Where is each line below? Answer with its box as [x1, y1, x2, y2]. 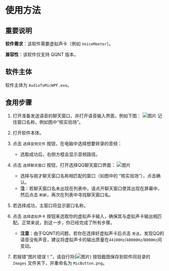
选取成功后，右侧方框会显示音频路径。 [20, 151, 100, 157]
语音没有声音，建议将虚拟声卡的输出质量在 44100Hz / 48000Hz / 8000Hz [20, 236, 158, 243]
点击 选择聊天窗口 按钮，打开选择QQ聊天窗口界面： [12, 162, 116, 168]
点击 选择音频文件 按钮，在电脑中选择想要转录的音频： [12, 140, 122, 147]
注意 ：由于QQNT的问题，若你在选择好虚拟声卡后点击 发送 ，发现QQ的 [20, 230, 164, 236]
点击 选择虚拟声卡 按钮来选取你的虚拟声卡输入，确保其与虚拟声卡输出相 [12, 213, 158, 219]
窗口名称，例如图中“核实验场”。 [17, 119, 83, 125]
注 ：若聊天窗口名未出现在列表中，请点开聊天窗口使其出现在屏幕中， [20, 185, 162, 191]
